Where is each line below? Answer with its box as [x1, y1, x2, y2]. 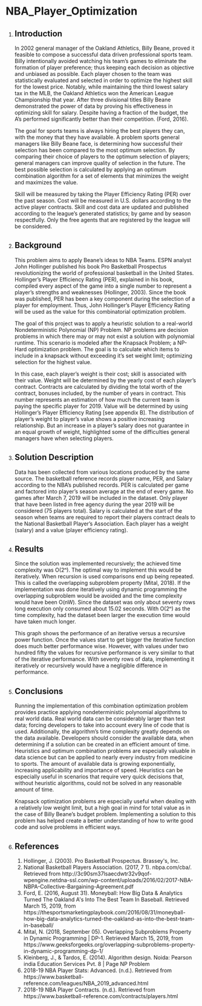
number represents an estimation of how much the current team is [14, 396, 180, 403]
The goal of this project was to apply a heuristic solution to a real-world [14, 320, 193, 327]
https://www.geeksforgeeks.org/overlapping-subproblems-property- [23, 941, 196, 948]
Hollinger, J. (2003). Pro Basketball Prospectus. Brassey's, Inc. [23, 857, 180, 865]
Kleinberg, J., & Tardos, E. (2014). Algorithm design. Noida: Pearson [23, 954, 192, 961]
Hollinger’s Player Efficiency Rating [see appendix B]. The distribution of [14, 408, 194, 416]
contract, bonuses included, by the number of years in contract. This [14, 390, 186, 397]
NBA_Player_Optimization [5, 4, 138, 18]
